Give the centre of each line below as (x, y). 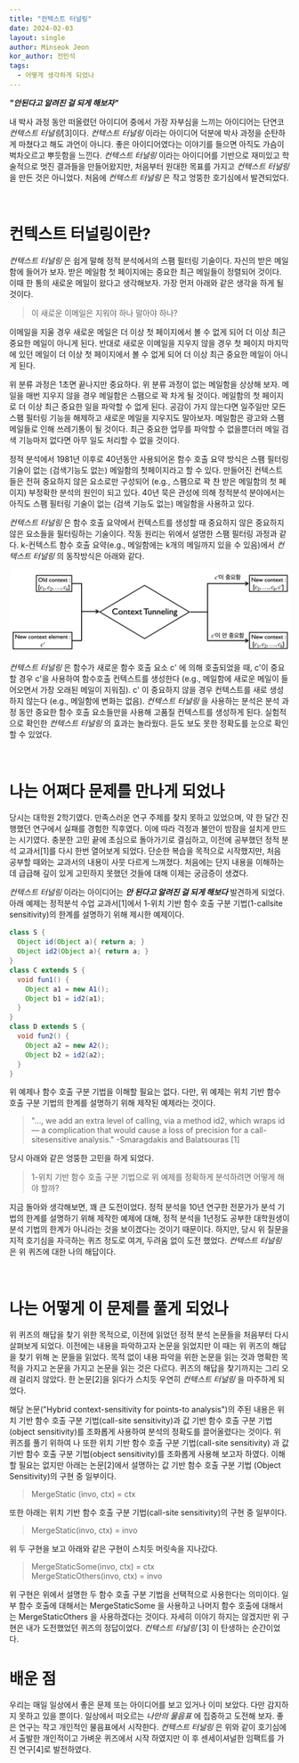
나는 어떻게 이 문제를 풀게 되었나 (119, 1309)
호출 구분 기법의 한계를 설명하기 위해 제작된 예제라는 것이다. (113, 1103)
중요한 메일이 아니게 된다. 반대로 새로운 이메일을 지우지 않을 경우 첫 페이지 (137, 342)
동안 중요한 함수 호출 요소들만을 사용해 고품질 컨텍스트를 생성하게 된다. (141, 713)
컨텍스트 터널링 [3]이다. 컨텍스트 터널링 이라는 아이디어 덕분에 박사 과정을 (136, 133)
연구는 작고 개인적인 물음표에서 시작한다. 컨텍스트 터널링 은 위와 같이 (137, 1727)
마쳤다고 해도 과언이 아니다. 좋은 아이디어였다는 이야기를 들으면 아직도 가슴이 (151, 144)
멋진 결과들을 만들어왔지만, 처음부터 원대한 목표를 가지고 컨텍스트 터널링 (165, 166)
